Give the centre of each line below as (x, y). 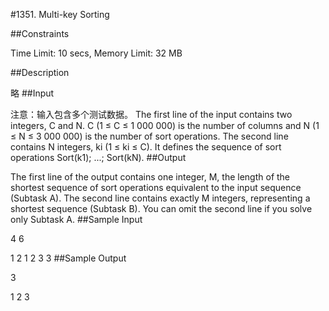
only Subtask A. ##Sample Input (76, 219)
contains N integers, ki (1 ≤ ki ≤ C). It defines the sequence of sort (146, 147)
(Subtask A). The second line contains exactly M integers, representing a (160, 198)
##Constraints (40, 33)
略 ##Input (32, 93)
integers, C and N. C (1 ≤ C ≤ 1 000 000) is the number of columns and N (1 (165, 125)
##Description (40, 72)
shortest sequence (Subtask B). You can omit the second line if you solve (161, 208)
